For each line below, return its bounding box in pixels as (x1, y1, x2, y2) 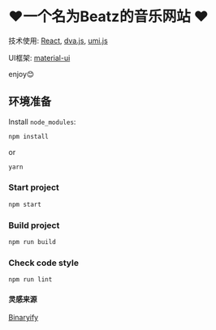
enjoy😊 (8, 69, 35, 79)
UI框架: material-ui (8, 53, 71, 62)
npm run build (8, 238, 57, 246)
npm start (8, 200, 42, 208)
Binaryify (8, 313, 39, 323)
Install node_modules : (8, 117, 76, 126)
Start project (8, 182, 59, 193)
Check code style (8, 257, 80, 268)
